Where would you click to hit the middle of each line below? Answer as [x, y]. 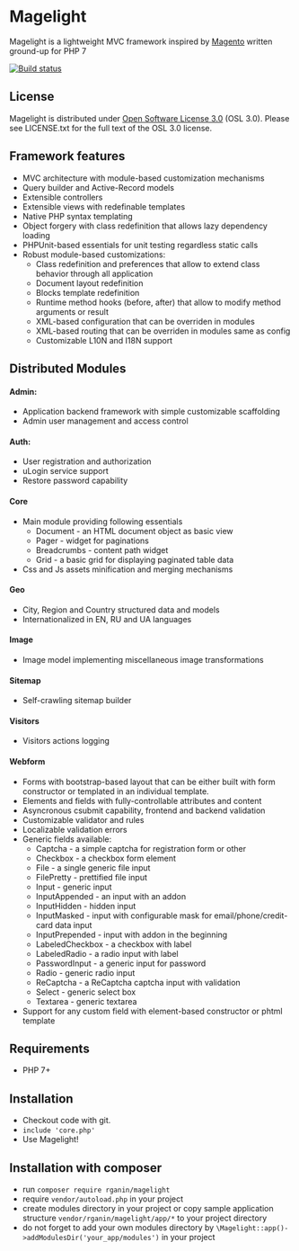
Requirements [49, 1048]
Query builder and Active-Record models [98, 187]
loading [36, 235]
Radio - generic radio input [85, 972]
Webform [27, 761]
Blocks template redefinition [88, 292]
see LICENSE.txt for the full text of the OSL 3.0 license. [111, 128]
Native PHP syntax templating [77, 216]
